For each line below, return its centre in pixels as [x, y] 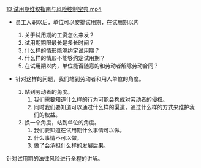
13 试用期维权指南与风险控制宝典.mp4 [54, 9]
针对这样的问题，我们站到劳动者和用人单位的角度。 [80, 79]
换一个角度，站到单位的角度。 [62, 122]
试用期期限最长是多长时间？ [59, 43]
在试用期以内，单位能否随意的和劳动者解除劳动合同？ [92, 66]
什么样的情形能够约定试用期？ [62, 50]
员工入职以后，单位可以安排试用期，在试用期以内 [77, 22]
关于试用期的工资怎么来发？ [59, 35]
